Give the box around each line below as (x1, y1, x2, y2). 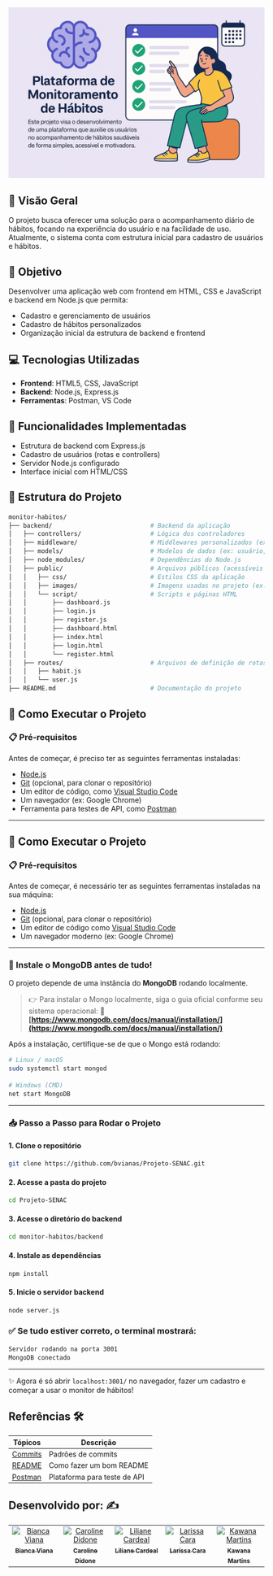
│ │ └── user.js (8, 676, 79, 684)
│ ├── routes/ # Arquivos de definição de (8, 659, 245, 667)
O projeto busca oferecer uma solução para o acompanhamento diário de (8, 216, 254, 225)
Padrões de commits (48, 1449, 118, 1459)
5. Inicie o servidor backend (8, 1286, 104, 1296)
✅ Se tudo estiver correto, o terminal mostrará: (8, 1326, 197, 1337)
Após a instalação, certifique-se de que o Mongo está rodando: (8, 1038, 221, 1048)
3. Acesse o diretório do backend (8, 1213, 123, 1223)
